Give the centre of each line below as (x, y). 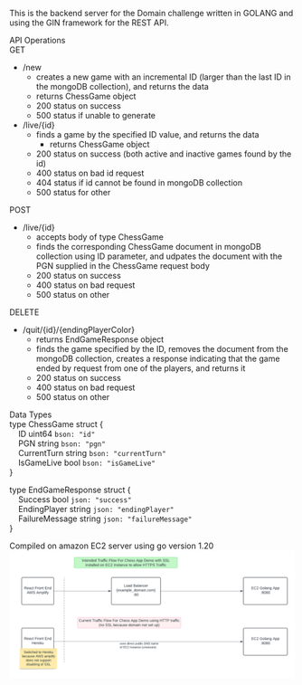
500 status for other (73, 192)
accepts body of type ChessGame (100, 237)
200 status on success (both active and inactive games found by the (164, 154)
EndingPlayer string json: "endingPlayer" (96, 509)
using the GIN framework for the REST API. (89, 23)
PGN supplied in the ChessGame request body (123, 266)
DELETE (24, 312)
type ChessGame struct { (57, 424)
